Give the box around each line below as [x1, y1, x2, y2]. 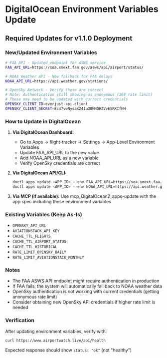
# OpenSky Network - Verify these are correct [5, 87, 104, 93]
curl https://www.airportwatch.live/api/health [5, 338, 106, 343]
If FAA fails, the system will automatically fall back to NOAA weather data [12, 283, 163, 289]
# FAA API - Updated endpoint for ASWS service [5, 60, 106, 65]
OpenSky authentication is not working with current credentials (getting [12, 289, 160, 295]
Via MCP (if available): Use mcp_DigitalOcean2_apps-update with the [12, 193, 157, 199]
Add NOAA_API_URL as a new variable [19, 155, 99, 161]
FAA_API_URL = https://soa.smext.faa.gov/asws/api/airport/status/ [5, 65, 144, 70]
